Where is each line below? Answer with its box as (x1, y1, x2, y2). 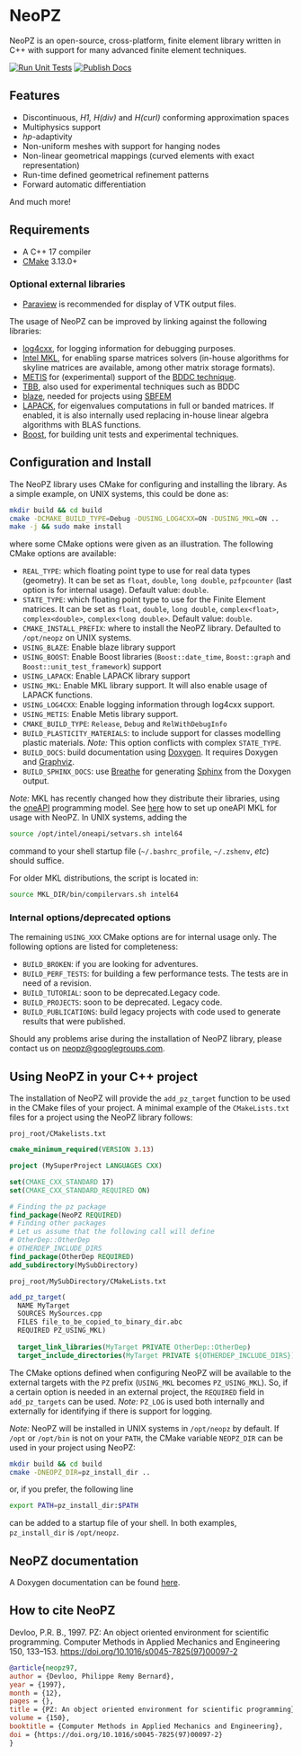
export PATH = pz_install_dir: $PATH (9, 1502, 139, 1511)
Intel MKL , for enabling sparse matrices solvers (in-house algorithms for (22, 352, 289, 363)
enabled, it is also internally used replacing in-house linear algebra (22, 410, 270, 421)
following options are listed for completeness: (9, 941, 178, 953)
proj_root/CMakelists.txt (9, 1130, 106, 1139)
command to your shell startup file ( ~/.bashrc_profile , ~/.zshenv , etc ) (9, 846, 270, 856)
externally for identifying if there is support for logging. (9, 1406, 213, 1416)
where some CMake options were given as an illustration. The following (9, 538, 274, 549)
